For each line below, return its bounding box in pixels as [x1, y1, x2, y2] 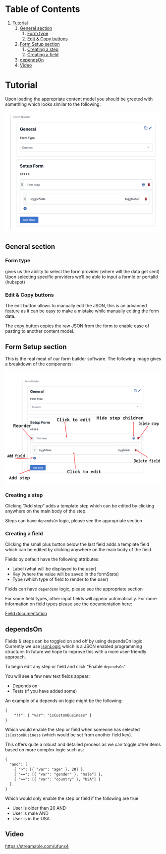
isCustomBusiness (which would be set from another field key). [5, 732, 132, 738]
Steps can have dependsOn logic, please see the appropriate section [5, 517, 143, 523]
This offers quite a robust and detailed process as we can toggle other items [5, 741, 161, 748]
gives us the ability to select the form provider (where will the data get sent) [5, 268, 160, 274]
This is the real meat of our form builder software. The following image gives [5, 356, 162, 361]
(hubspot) [5, 279, 26, 285]
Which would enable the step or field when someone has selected [5, 726, 140, 733]
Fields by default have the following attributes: [5, 556, 100, 562]
